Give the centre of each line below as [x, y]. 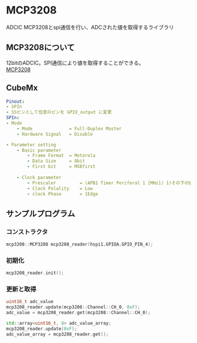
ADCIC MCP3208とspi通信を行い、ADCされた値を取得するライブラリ [90, 27]
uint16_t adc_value [30, 302]
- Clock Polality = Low [60, 189]
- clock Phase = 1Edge [63, 194]
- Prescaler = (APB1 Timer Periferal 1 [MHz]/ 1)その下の [108, 183]
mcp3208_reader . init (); [35, 273]
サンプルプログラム [40, 213]
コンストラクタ [27, 231]
